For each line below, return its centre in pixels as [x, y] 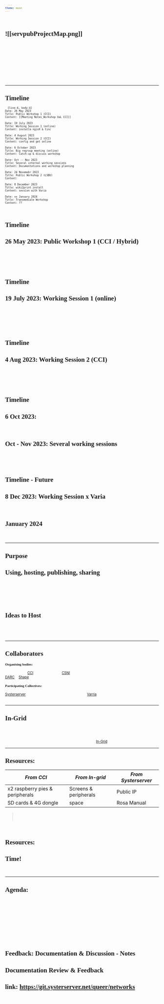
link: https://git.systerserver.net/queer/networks [70, 987]
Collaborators [24, 654]
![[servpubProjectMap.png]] [44, 34]
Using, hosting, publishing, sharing [52, 572]
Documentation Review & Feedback [54, 970]
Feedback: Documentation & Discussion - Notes [70, 954]
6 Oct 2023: [21, 416]
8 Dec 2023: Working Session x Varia [55, 496]
